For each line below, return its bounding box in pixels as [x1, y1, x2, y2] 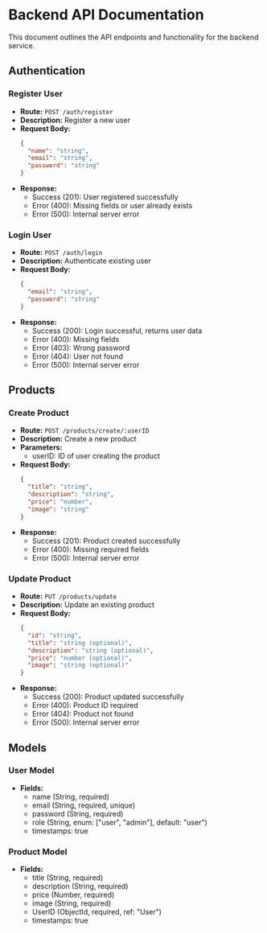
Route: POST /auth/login [19, 248, 103, 257]
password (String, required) [31, 808, 124, 818]
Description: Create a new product [19, 434, 137, 444]
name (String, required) [31, 791, 110, 801]
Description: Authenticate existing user [19, 256, 151, 266]
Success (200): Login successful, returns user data [31, 326, 203, 335]
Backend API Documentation [8, 6, 204, 24]
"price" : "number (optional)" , [27, 654, 133, 662]
